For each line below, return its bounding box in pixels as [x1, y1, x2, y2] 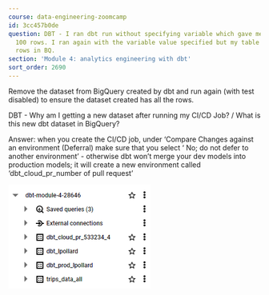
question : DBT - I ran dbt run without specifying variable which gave [8, 30, 252, 38]
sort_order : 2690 [8, 64, 66, 72]
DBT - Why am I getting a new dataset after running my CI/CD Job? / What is [8, 110, 261, 120]
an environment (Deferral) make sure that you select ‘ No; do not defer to [8, 142, 249, 152]
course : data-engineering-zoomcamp [8, 13, 127, 21]
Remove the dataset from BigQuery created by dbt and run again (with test [8, 86, 255, 96]
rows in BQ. [15, 46, 56, 55]
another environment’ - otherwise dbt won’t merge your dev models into [8, 151, 247, 161]
